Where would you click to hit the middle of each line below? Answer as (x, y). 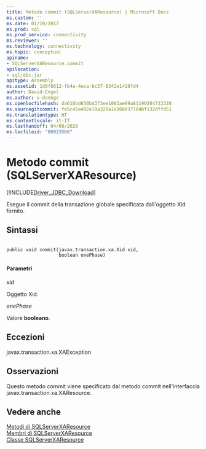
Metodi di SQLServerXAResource (49, 427)
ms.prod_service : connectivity (46, 35)
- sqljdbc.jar (25, 75)
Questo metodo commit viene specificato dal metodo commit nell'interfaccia (103, 386)
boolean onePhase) (82, 255)
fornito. (16, 211)
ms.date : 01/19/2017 (33, 23)
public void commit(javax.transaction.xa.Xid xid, (73, 249)
